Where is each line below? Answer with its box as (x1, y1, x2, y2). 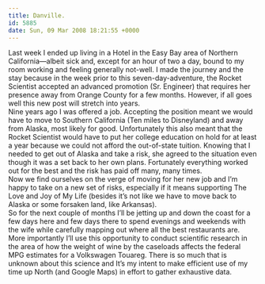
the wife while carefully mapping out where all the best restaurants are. (8, 225, 240, 235)
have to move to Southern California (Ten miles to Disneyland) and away (8, 116, 244, 125)
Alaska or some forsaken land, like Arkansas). (8, 200, 157, 209)
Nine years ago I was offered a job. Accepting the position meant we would (8, 107, 253, 117)
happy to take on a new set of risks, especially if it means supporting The (8, 183, 247, 193)
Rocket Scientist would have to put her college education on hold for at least (8, 132, 257, 142)
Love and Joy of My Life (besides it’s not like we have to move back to (8, 191, 237, 201)
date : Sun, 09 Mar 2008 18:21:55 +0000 (8, 26, 140, 34)
